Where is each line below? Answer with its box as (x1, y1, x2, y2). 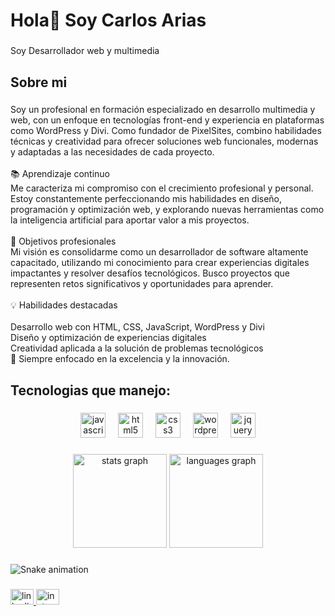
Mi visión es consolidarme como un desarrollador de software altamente (10, 246, 309, 258)
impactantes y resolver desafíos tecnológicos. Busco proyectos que (10, 267, 291, 279)
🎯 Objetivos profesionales (10, 235, 117, 248)
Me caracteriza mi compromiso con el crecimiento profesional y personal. (10, 182, 314, 194)
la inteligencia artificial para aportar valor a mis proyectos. (10, 214, 250, 226)
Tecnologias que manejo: (10, 382, 171, 399)
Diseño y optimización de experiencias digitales (10, 332, 207, 344)
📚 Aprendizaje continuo (10, 168, 110, 180)
